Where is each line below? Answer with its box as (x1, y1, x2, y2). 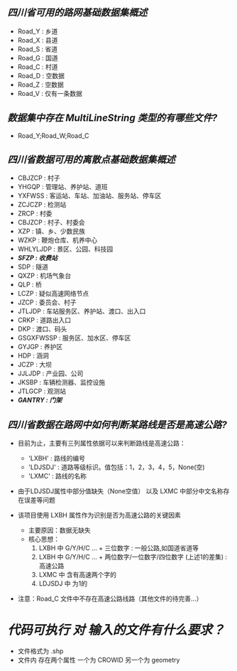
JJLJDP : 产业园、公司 (17, 369, 84, 378)
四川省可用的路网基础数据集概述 (7, 6, 148, 19)
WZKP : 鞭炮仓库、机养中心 (17, 236, 98, 245)
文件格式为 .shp (17, 647, 64, 655)
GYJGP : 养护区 (17, 343, 63, 351)
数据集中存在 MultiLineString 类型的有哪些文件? (7, 112, 218, 124)
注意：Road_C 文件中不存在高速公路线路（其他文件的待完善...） (17, 594, 203, 603)
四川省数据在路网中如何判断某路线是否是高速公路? (7, 419, 227, 431)
